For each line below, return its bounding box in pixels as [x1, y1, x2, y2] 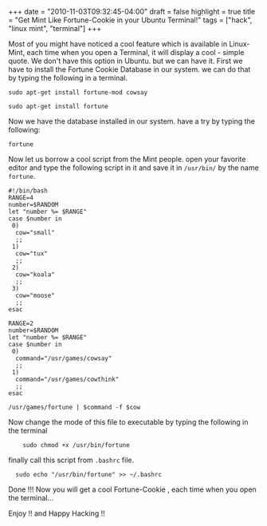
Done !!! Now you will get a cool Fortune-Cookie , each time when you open [8, 484, 257, 494]
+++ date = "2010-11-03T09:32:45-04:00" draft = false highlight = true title [8, 7, 256, 16]
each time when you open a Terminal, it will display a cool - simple [26, 48, 245, 57]
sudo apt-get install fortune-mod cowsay [8, 89, 148, 97]
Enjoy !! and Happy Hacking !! [8, 508, 105, 518]
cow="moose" [15, 291, 56, 299]
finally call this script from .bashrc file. [8, 455, 134, 465]
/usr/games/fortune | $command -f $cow [8, 403, 141, 411]
